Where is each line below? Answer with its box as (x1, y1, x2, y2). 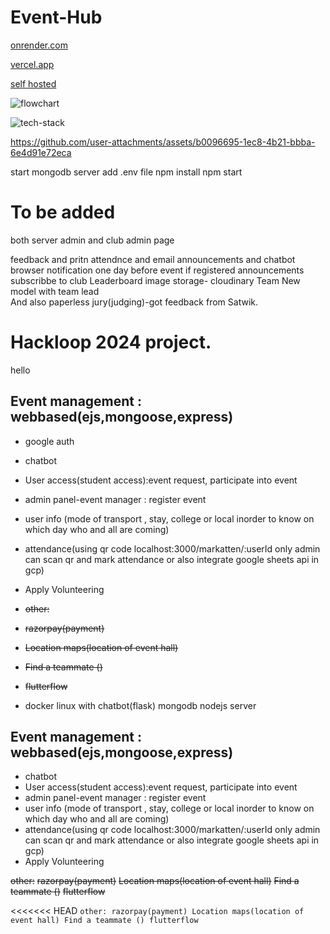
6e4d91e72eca (10, 146, 72, 158)
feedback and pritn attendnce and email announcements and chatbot (10, 253, 296, 265)
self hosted (10, 77, 57, 90)
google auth (24, 435, 75, 447)
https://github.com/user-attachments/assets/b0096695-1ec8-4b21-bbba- (10, 136, 316, 148)
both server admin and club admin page (10, 234, 175, 246)
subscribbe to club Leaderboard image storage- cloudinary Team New (10, 274, 301, 286)
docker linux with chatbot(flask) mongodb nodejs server (24, 699, 257, 711)
